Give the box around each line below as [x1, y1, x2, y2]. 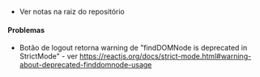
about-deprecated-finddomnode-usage [19, 60, 152, 70]
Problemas [7, 25, 45, 34]
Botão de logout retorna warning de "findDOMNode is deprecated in [19, 43, 248, 53]
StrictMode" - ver [19, 51, 79, 61]
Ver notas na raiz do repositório [19, 7, 125, 16]
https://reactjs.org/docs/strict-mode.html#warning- [79, 51, 252, 61]
